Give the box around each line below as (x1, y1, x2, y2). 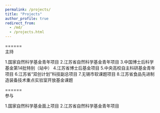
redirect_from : (5, 20, 36, 26)
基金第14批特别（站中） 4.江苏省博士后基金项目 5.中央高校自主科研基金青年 (5, 65, 156, 71)
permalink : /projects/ (5, 7, 51, 12)
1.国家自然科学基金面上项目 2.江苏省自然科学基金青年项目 (5, 103, 120, 109)
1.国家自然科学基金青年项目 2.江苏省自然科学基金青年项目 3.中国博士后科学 (5, 59, 154, 65)
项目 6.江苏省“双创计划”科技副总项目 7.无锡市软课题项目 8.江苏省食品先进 (5, 71, 150, 77)
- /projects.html (9, 30, 45, 34)
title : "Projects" (5, 12, 42, 16)
